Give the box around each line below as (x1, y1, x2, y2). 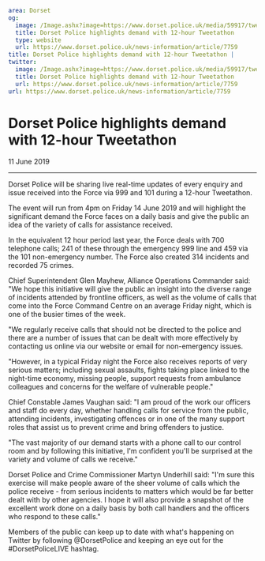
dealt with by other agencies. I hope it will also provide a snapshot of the (8, 495, 244, 505)
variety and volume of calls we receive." (8, 454, 138, 465)
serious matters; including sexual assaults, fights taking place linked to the (8, 365, 250, 375)
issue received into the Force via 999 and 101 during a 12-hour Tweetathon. (8, 188, 252, 198)
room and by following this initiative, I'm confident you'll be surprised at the (8, 446, 253, 456)
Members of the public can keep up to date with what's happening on (8, 527, 234, 537)
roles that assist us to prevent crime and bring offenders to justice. (8, 423, 225, 432)
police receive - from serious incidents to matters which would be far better (8, 487, 254, 496)
